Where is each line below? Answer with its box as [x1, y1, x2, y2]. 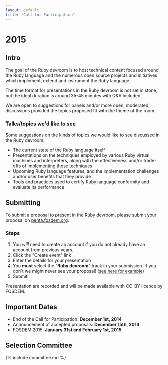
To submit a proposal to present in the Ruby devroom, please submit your [5, 212, 157, 218]
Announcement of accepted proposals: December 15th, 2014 [12, 321, 140, 327]
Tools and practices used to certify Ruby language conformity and [12, 179, 149, 185]
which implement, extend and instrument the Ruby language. [5, 77, 131, 83]
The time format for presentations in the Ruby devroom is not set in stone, [5, 87, 158, 93]
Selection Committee [5, 341, 73, 350]
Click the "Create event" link [12, 252, 71, 258]
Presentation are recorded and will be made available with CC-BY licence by [5, 283, 163, 289]
